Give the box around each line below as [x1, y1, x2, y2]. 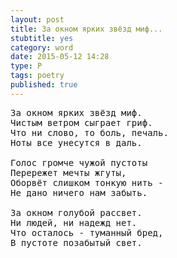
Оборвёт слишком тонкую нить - [10, 177, 164, 188]
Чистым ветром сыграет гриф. [10, 117, 153, 128]
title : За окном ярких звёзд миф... [10, 24, 163, 34]
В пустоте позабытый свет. [10, 237, 143, 248]
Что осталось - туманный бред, [10, 227, 164, 238]
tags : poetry [10, 71, 65, 81]
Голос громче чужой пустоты [10, 157, 148, 168]
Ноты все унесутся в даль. [10, 137, 143, 148]
